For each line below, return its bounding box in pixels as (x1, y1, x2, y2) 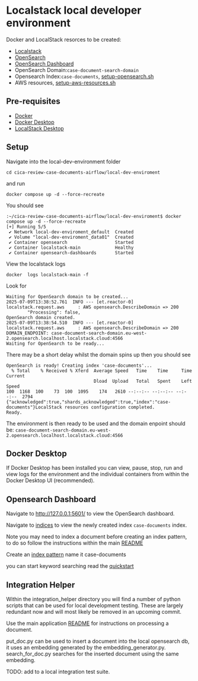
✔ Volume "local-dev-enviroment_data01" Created (8, 234, 134, 240)
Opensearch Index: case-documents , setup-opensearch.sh (14, 73, 154, 80)
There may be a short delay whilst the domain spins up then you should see (6, 351, 191, 358)
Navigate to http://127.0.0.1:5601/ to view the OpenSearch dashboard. (6, 510, 175, 517)
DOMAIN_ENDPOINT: (6, 330, 49, 336)
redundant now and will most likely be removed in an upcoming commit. (6, 608, 182, 615)
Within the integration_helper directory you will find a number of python (6, 596, 181, 602)
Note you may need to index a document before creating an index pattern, (6, 533, 187, 541)
